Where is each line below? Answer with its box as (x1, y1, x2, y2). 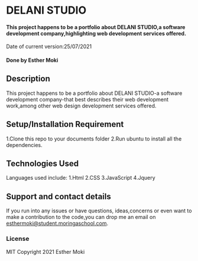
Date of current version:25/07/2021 (6, 43, 92, 50)
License (6, 235, 30, 243)
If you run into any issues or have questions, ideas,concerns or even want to (6, 207, 192, 214)
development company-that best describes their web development (6, 96, 169, 103)
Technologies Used (6, 158, 79, 168)
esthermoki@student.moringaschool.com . (6, 220, 108, 227)
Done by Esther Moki (6, 56, 59, 63)
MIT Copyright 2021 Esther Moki (6, 248, 85, 255)
